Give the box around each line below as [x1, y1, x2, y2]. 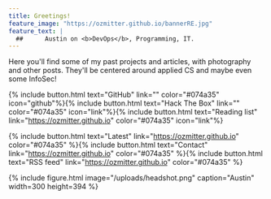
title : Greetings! [8, 11, 71, 20]
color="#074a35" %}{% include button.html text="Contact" [8, 140, 208, 150]
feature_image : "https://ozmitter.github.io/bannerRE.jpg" [8, 19, 213, 28]
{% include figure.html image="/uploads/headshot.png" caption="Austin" [8, 173, 255, 183]
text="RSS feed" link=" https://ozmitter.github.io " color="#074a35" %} [8, 158, 243, 167]
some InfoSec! [8, 74, 57, 84]
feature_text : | [8, 27, 63, 35]
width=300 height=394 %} [8, 182, 99, 192]
